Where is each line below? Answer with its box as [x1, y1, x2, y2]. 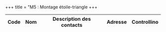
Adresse [107, 19, 127, 25]
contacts [61, 22, 83, 28]
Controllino [131, 19, 159, 25]
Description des [52, 16, 91, 22]
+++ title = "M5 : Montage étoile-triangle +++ [5, 4, 98, 10]
